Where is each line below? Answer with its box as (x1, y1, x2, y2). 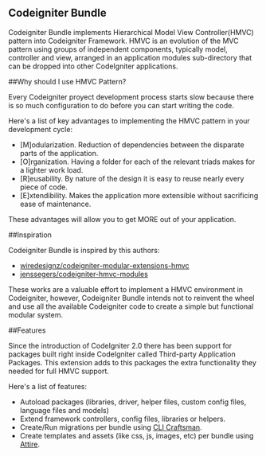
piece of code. (19, 182, 68, 192)
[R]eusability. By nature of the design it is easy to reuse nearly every (19, 173, 244, 183)
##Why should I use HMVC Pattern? (8, 76, 127, 86)
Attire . (19, 439, 40, 449)
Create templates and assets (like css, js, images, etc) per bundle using (19, 431, 254, 440)
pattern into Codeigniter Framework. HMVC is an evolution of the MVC (8, 36, 239, 45)
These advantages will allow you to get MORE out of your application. (8, 214, 237, 224)
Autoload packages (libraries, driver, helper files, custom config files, (19, 397, 247, 407)
